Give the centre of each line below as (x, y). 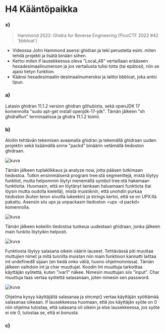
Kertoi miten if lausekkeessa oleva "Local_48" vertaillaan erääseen (80, 61)
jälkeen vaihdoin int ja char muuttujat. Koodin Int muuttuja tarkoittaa (74, 267)
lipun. (18, 82)
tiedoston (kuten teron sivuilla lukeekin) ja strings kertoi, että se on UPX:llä (81, 197)
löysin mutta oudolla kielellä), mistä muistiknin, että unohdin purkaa (74, 191)
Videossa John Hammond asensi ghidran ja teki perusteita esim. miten (84, 50)
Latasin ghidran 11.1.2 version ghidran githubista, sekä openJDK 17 (73, 106)
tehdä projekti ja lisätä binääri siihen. (50, 56)
